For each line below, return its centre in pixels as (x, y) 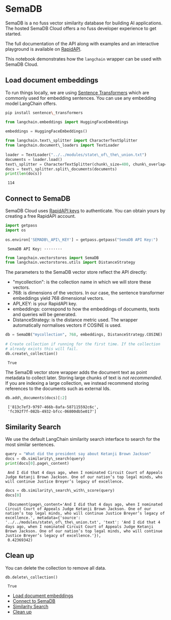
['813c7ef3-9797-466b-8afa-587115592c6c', (53, 407)
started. (13, 34)
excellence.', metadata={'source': (43, 518)
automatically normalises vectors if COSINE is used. (67, 325)
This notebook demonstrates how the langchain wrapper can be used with (83, 59)
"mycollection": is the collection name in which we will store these (82, 282)
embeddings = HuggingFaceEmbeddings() (46, 131)
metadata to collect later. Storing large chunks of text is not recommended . (84, 378)
